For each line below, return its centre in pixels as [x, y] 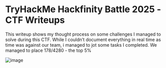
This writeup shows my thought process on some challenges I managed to [83, 34]
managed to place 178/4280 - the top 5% [48, 50]
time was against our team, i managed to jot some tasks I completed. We [81, 45]
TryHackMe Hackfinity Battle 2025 [80, 9]
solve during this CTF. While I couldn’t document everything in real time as [83, 40]
